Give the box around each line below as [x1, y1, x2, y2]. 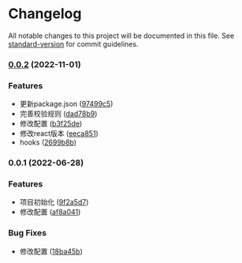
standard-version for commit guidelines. [8, 39, 139, 48]
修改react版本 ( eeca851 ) [19, 129, 99, 138]
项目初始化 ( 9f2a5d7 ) [19, 197, 89, 207]
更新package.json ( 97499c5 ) [19, 100, 114, 109]
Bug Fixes [8, 227, 47, 239]
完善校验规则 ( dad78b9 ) [19, 109, 98, 118]
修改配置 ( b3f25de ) [19, 119, 83, 129]
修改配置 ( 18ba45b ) [19, 246, 83, 256]
